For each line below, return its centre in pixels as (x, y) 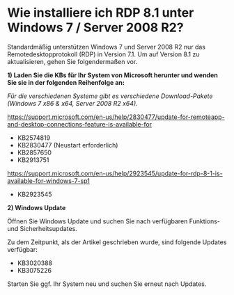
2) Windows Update (37, 207)
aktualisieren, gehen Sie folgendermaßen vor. (72, 61)
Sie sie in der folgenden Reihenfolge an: (66, 82)
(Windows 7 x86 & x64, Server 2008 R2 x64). (72, 103)
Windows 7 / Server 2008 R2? (95, 27)
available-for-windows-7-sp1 (49, 181)
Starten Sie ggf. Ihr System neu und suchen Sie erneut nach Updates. (107, 284)
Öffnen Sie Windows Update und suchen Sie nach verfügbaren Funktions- (114, 221)
